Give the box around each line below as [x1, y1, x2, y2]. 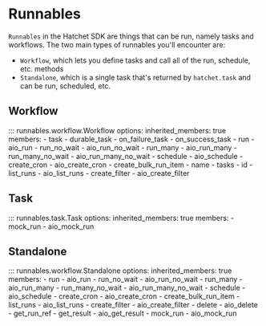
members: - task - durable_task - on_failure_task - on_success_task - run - [8, 134, 255, 144]
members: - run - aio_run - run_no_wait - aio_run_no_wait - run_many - [8, 275, 243, 284]
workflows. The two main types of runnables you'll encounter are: [8, 39, 226, 49]
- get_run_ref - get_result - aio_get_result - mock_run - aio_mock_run [8, 308, 237, 318]
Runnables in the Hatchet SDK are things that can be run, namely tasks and [8, 31, 254, 41]
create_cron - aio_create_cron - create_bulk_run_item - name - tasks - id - [8, 160, 253, 169]
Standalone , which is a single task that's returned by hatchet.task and [19, 72, 251, 82]
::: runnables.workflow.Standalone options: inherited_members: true [8, 266, 232, 275]
